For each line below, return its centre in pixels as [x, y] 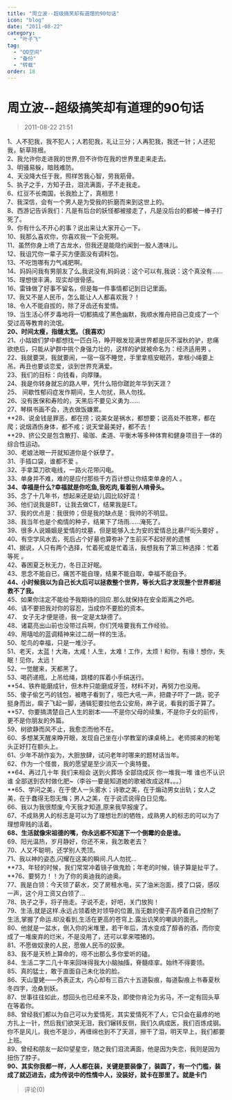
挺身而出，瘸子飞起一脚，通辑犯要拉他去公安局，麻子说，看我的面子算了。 [113, 703]
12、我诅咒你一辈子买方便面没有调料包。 [65, 254]
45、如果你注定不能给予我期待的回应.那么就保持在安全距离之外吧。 [103, 599]
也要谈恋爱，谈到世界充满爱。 [73, 366]
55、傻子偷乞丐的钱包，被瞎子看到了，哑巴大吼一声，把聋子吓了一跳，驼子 [114, 695]
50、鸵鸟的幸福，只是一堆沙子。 [54, 643]
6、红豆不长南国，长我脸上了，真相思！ [64, 194]
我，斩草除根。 [28, 150]
